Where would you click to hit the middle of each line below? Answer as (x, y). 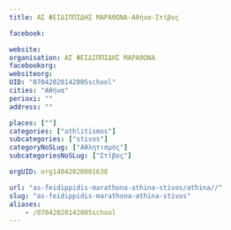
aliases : (25, 204)
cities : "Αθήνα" (39, 90)
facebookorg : (33, 66)
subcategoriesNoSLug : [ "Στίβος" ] (71, 156)
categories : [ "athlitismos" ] (63, 131)
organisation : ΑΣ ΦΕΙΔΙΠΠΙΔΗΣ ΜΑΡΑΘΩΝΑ (82, 57)
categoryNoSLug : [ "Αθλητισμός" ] (68, 148)
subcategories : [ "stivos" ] (59, 139)
